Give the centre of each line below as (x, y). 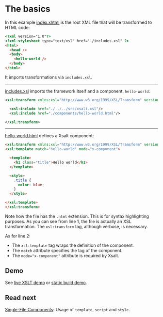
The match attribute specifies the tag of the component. (67, 250)
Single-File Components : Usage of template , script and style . (67, 309)
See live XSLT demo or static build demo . (46, 283)
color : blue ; (31, 185)
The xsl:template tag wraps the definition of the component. (73, 245)
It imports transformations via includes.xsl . (49, 77)
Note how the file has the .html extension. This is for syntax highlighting (77, 216)
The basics (28, 9)
